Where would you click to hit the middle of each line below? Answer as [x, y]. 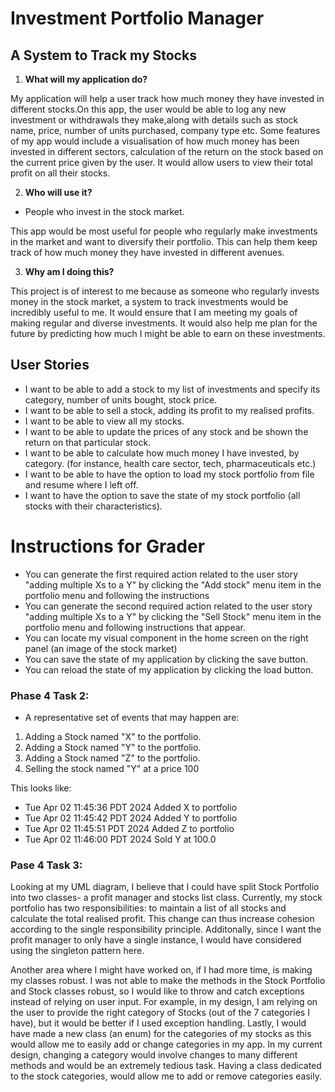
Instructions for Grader [108, 546]
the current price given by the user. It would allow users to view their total [161, 162]
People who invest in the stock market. [104, 211]
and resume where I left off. [81, 484]
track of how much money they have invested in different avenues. [147, 252]
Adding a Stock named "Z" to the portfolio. [112, 758]
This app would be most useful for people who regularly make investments [164, 231]
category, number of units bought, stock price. [121, 399]
